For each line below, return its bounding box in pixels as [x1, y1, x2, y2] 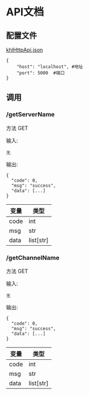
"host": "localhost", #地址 [16, 64, 83, 70]
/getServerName [6, 111, 55, 119]
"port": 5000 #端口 [16, 70, 65, 76]
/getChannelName [6, 253, 60, 262]
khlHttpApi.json [6, 46, 43, 53]
